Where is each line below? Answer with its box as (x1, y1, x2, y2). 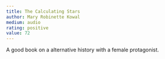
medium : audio (6, 19, 41, 25)
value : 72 (6, 30, 31, 36)
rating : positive (6, 25, 49, 31)
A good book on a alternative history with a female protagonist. (6, 46, 159, 53)
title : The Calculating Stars (6, 8, 81, 15)
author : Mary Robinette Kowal (6, 14, 81, 20)
